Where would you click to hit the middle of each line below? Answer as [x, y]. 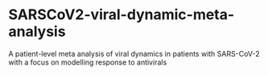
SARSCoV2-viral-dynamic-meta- [122, 15]
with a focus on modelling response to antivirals [88, 62]
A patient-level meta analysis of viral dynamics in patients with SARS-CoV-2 [134, 53]
